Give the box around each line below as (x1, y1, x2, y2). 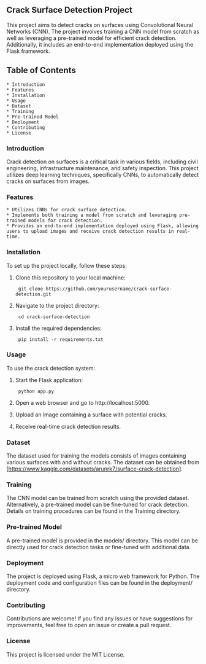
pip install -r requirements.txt (18, 336, 104, 343)
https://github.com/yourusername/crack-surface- (45, 286, 172, 292)
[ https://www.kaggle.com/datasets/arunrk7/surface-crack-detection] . (6, 465, 183, 472)
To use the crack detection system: (6, 364, 96, 372)
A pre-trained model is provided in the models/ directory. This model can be (6, 537, 198, 544)
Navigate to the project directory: (15, 302, 99, 309)
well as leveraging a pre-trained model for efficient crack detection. (6, 34, 177, 42)
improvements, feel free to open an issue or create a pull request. (6, 622, 172, 629)
